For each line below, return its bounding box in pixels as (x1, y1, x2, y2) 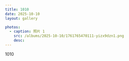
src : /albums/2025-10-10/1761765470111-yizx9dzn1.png (14, 34, 124, 38)
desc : (14, 38, 25, 43)
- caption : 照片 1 (9, 29, 45, 34)
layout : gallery (5, 16, 38, 21)
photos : (5, 24, 21, 29)
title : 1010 (5, 7, 29, 12)
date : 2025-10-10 (5, 12, 40, 16)
